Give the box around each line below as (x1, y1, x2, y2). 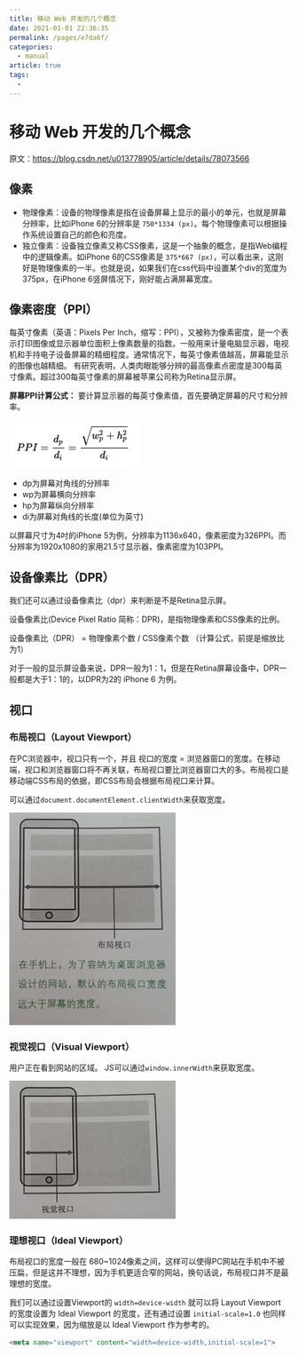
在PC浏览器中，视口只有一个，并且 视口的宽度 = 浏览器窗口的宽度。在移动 (9, 753, 281, 764)
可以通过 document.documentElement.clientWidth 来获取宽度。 (9, 794, 231, 805)
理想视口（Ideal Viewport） (9, 1234, 129, 1247)
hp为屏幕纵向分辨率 (21, 500, 95, 511)
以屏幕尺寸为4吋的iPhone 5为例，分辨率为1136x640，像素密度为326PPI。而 (9, 530, 286, 541)
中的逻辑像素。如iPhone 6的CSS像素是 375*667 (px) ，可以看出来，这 (21, 251, 276, 262)
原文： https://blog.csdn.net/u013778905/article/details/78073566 (9, 153, 250, 163)
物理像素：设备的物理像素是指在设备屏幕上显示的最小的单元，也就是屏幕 (21, 207, 286, 218)
